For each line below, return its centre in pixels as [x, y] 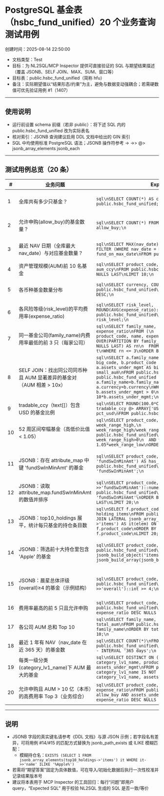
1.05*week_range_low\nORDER [129, 445]
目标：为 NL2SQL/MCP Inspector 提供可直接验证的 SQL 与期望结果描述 [83, 65]
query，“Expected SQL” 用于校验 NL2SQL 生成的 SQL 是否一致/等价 [80, 788]
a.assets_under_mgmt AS [123, 367]
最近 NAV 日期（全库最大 [47, 246]
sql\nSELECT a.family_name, [129, 358]
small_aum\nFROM [115, 372]
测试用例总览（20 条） [39, 170]
